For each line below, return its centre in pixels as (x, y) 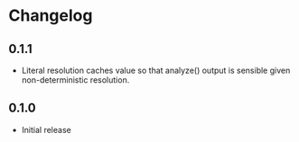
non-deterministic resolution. (75, 80)
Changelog (51, 16)
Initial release (46, 129)
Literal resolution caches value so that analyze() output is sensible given (156, 70)
